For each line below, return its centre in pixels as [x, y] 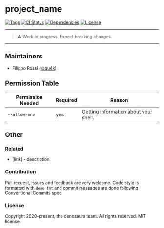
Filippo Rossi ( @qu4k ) [34, 68]
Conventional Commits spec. [34, 193]
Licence [15, 206]
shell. [88, 117]
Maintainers [24, 56]
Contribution [20, 172]
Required [67, 100]
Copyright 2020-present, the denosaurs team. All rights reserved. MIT [76, 216]
